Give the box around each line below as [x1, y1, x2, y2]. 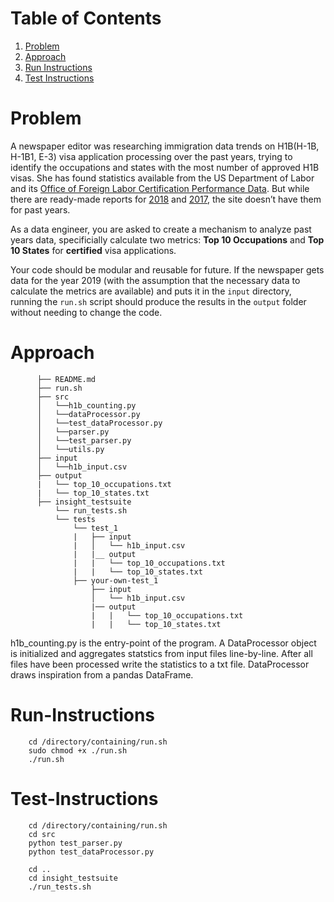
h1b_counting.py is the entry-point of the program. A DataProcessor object [10, 637, 317, 649]
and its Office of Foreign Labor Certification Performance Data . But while [10, 182, 310, 194]
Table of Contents [10, 7, 162, 30]
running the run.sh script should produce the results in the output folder [10, 295, 307, 307]
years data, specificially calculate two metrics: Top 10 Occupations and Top [10, 233, 325, 246]
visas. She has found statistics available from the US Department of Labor [10, 172, 315, 184]
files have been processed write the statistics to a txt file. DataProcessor [10, 658, 310, 670]
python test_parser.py [28, 838, 123, 848]
